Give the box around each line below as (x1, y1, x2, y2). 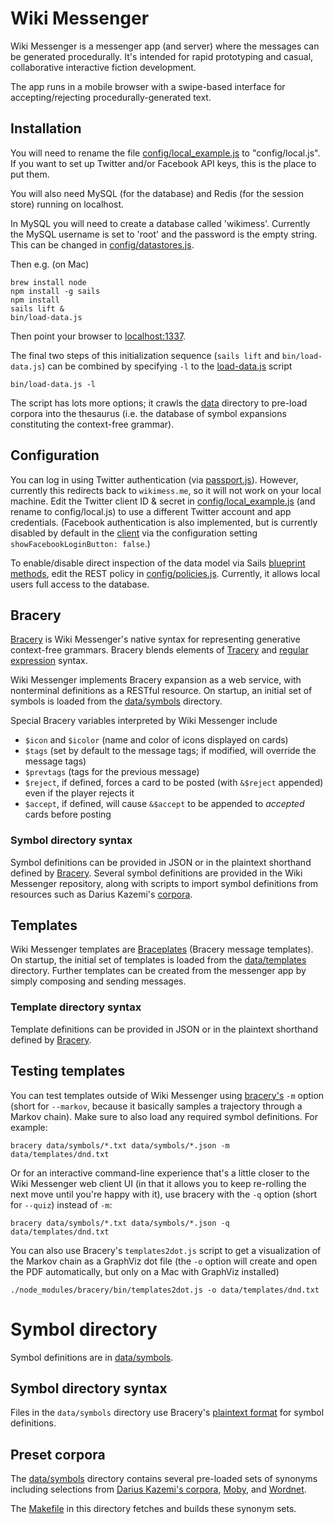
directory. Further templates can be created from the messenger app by (10, 965, 307, 977)
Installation (10, 120, 82, 137)
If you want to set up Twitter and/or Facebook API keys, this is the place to (10, 157, 317, 169)
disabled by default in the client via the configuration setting (10, 527, 258, 539)
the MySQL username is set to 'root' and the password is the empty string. (10, 228, 318, 240)
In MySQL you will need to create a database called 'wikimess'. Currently (10, 217, 311, 229)
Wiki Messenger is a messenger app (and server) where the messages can (10, 40, 320, 52)
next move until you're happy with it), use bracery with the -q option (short (10, 1188, 318, 1200)
